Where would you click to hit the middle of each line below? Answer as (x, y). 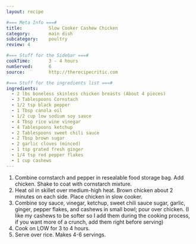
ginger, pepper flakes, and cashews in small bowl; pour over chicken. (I (102, 209)
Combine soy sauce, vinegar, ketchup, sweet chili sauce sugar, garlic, (100, 203)
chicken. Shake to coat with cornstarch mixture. (73, 184)
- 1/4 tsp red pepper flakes (48, 155)
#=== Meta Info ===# (32, 22)
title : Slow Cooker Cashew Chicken (62, 28)
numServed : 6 (29, 66)
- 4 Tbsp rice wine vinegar (46, 122)
